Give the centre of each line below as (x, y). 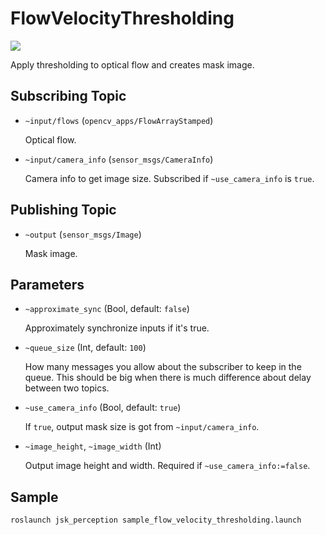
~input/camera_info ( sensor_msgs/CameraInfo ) (119, 159)
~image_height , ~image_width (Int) (93, 446)
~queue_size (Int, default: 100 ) (85, 348)
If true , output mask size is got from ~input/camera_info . (142, 427)
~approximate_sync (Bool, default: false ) (107, 309)
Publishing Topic (63, 210)
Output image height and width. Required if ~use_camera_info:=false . (167, 466)
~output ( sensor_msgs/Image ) (83, 234)
